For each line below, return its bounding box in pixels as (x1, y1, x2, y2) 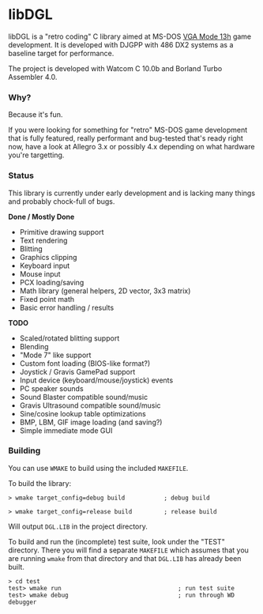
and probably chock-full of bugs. (8, 196, 115, 206)
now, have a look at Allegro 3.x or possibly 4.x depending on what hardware (8, 142, 255, 152)
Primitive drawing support (19, 227, 104, 236)
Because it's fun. (8, 110, 63, 119)
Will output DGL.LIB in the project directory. (8, 522, 148, 531)
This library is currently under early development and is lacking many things (8, 188, 255, 198)
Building (8, 445, 41, 456)
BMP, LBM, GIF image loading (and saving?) (19, 417, 163, 427)
